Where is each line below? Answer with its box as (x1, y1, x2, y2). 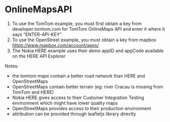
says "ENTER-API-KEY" (12, 31, 62, 37)
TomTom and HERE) (12, 89, 54, 95)
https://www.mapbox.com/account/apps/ (12, 42, 99, 48)
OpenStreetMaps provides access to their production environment (12, 105, 151, 111)
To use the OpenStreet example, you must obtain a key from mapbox (12, 37, 157, 43)
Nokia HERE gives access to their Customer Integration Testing (12, 94, 145, 101)
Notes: (5, 63, 19, 69)
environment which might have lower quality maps (12, 100, 118, 106)
